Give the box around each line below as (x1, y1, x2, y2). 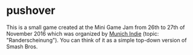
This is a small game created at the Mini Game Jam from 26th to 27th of (6, 24, 186, 31)
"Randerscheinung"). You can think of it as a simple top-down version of (6, 36, 187, 44)
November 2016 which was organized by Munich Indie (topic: (6, 30, 159, 37)
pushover (6, 4, 56, 18)
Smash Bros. (6, 43, 38, 50)
